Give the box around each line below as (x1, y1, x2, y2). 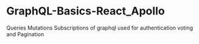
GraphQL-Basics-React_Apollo (6, 4, 165, 18)
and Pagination (6, 30, 45, 37)
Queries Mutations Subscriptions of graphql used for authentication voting (6, 24, 194, 31)
